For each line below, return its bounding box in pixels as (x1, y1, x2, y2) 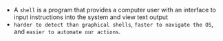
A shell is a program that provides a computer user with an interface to (13, 6, 217, 14)
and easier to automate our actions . (13, 27, 121, 36)
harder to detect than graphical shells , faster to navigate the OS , (13, 20, 213, 28)
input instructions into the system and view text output (13, 13, 169, 21)
